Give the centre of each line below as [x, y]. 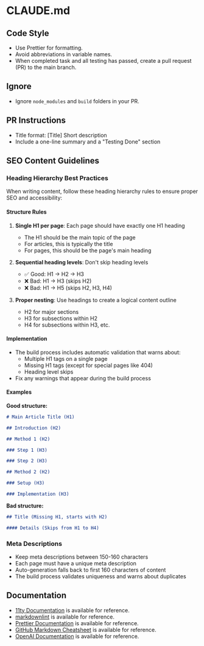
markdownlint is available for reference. [65, 617]
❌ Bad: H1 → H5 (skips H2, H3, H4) [68, 288]
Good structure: [27, 405]
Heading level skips [49, 372]
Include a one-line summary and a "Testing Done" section [88, 142]
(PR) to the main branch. [46, 67]
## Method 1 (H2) [28, 439]
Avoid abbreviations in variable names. [64, 54]
